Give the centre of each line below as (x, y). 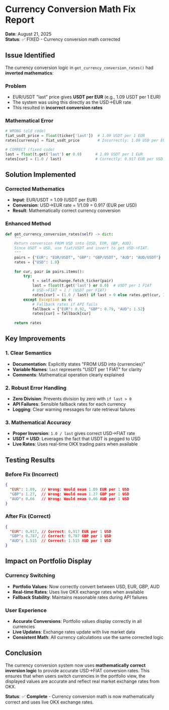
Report (20, 20)
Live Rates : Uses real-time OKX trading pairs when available (75, 444)
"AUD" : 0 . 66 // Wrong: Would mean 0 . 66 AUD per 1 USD (70, 499)
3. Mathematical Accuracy (38, 422)
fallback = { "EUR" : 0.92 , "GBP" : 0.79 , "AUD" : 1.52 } (88, 309)
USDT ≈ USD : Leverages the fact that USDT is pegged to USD (76, 439)
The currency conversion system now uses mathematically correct (75, 665)
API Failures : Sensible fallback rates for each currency (69, 404)
